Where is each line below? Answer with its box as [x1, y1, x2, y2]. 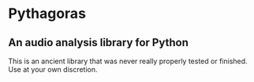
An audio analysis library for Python [8, 36, 189, 49]
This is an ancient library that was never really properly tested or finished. [8, 56, 248, 66]
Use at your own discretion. [8, 65, 98, 74]
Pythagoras [8, 5, 87, 23]
